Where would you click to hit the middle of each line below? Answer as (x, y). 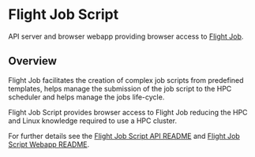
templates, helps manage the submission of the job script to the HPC (120, 88)
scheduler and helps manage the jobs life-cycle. (86, 97)
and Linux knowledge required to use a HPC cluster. (93, 121)
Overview (33, 61)
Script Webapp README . (49, 144)
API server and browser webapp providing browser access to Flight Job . (126, 36)
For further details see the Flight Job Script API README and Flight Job (124, 136)
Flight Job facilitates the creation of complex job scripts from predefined (126, 80)
